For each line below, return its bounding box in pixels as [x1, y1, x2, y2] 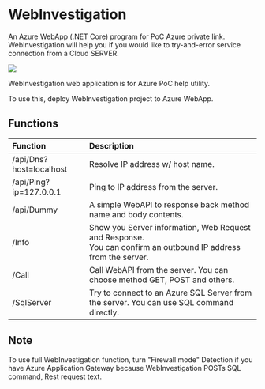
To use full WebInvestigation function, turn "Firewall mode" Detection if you [8, 354, 253, 364]
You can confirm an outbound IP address [89, 241, 241, 252]
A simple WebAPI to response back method [89, 199, 250, 210]
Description [89, 140, 134, 151]
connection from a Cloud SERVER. [8, 48, 120, 58]
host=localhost [12, 164, 68, 175]
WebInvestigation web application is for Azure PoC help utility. [8, 78, 211, 88]
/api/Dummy [12, 204, 58, 215]
